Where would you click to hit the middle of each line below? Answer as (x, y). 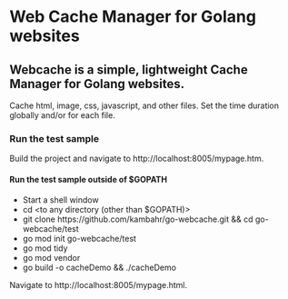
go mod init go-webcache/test (79, 238)
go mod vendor (51, 257)
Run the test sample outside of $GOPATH (89, 179)
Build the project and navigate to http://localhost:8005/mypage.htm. (137, 159)
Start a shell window (60, 199)
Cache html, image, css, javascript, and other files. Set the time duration (144, 105)
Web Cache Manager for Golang (133, 17)
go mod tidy (45, 248)
